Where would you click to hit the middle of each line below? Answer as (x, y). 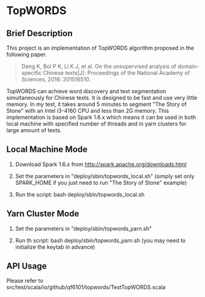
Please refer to (25, 281)
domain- (188, 66)
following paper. (27, 55)
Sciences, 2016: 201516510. (56, 79)
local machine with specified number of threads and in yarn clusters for (96, 124)
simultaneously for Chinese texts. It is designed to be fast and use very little (102, 98)
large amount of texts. (34, 130)
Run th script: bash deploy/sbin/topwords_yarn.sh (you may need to (100, 240)
